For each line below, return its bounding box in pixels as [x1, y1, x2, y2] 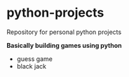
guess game [16, 54, 53, 63]
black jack [16, 62, 47, 70]
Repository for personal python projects [6, 28, 122, 36]
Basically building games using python [6, 41, 122, 49]
